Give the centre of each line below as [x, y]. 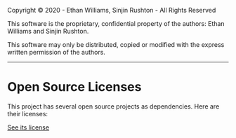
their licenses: [27, 113]
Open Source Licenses [74, 87]
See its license [28, 127]
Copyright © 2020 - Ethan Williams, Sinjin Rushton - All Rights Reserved [112, 10]
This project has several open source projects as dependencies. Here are [113, 106]
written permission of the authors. [56, 52]
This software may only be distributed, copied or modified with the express [116, 44]
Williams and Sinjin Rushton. [48, 31]
